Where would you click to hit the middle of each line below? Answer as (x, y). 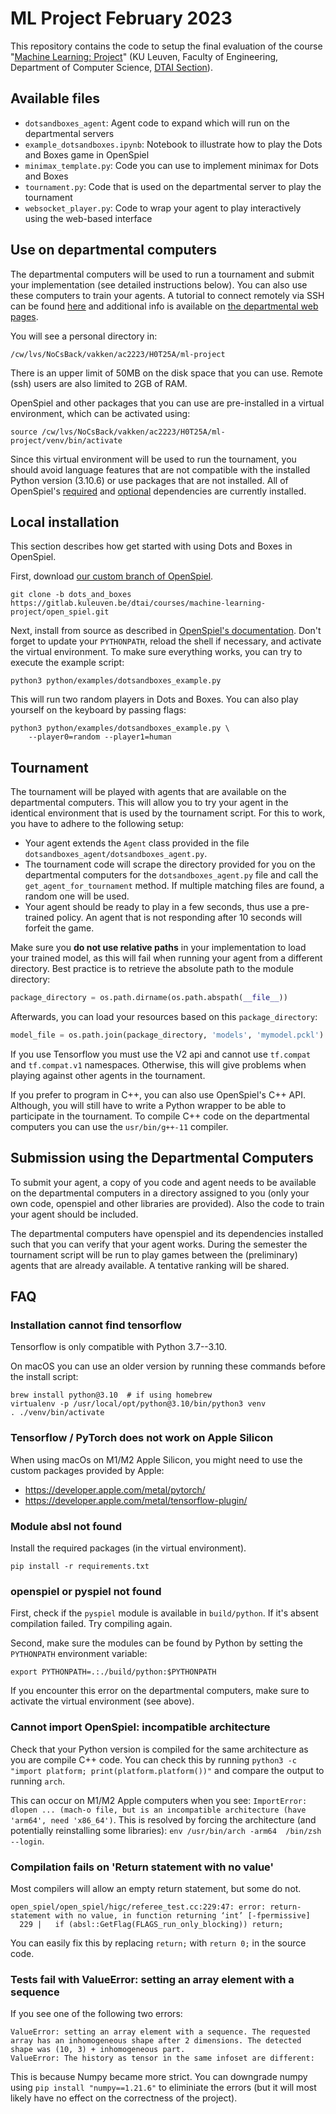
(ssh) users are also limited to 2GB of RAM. (99, 383)
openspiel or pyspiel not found (86, 1591)
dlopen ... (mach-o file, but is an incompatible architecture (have (158, 1810)
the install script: (44, 1377)
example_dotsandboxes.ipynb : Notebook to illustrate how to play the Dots (173, 144)
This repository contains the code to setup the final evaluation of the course (166, 46)
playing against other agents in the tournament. (108, 1075)
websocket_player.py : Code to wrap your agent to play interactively (163, 208)
